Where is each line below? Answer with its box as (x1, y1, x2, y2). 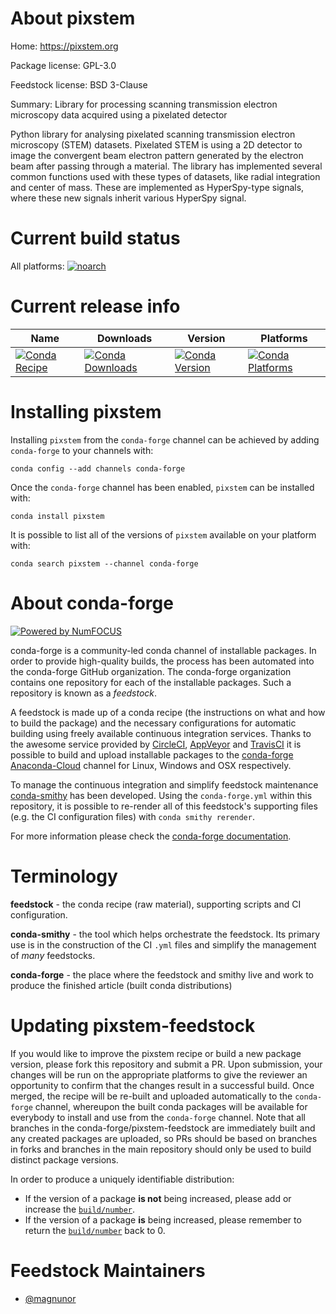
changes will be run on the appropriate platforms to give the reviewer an (10, 1068, 308, 1081)
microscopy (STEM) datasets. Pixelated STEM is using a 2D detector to (10, 138, 303, 151)
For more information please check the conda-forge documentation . (10, 830, 292, 842)
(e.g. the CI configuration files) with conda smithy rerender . (10, 810, 255, 822)
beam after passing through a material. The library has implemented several (10, 160, 323, 172)
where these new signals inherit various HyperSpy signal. (10, 192, 247, 204)
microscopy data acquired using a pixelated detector (10, 108, 228, 121)
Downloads (96, 331, 153, 345)
